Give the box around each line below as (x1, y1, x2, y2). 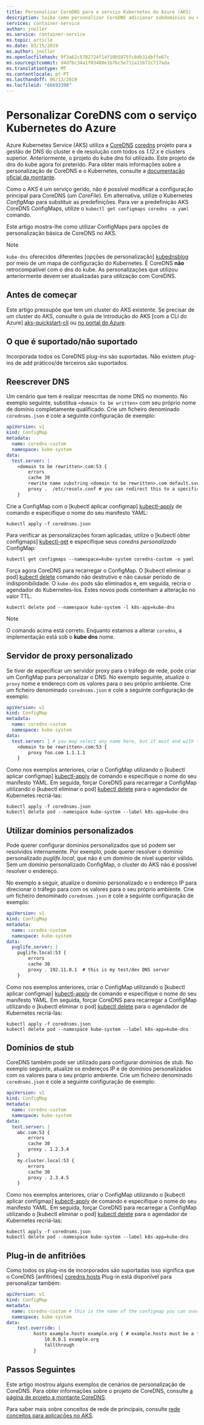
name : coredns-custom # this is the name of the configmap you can (12, 1308, 186, 1314)
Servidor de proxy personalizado (6, 651, 134, 661)
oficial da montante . (6, 174, 56, 181)
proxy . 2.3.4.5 (28, 1174, 69, 1181)
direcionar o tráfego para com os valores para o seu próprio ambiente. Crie (6, 886, 194, 893)
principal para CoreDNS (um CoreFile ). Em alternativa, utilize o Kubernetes (6, 192, 193, 199)
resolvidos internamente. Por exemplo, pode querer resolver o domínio (6, 848, 183, 855)
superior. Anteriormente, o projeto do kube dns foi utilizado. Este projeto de (6, 154, 195, 162)
